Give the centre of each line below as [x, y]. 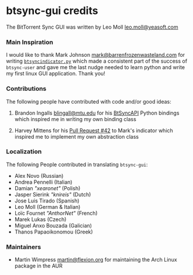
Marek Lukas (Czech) [40, 219]
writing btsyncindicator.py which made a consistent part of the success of [97, 61]
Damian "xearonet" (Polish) [47, 188]
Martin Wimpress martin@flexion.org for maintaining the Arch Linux [96, 260]
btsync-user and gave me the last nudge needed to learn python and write [96, 67]
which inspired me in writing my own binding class [75, 119]
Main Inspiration [30, 42]
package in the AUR [38, 266]
